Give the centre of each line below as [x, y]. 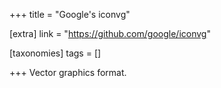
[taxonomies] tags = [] [55, 53]
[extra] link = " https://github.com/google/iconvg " [110, 33]
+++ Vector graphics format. [68, 72]
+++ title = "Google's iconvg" [70, 14]
